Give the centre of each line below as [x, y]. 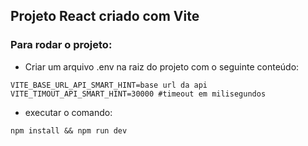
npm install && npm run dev [69, 130]
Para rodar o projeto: [61, 45]
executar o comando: [68, 112]
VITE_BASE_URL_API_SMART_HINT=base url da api [109, 85]
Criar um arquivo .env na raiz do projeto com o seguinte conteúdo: [162, 66]
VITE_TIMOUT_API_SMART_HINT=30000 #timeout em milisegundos [138, 94]
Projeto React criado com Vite [105, 16]
